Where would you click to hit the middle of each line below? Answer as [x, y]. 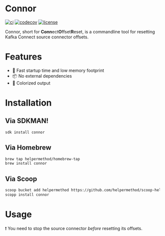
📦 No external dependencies [42, 76]
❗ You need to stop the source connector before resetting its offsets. [74, 228]
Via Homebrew [28, 148]
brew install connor [26, 163]
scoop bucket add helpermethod [37, 190]
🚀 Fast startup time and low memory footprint [58, 70]
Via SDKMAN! [27, 121]
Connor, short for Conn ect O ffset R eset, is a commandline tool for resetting [80, 31]
